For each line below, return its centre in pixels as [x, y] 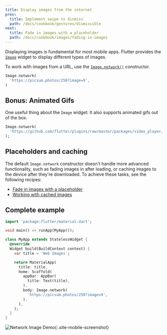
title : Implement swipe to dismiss [46, 19]
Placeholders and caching [46, 152]
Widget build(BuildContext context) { [50, 249]
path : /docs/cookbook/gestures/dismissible [55, 24]
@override [20, 244]
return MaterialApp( [35, 262]
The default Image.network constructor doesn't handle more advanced [77, 164]
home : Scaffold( [35, 272]
